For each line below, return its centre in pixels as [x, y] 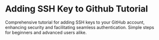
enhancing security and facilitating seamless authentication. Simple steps [79, 27]
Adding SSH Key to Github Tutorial [77, 9]
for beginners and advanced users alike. [46, 32]
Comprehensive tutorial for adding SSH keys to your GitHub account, [75, 22]
